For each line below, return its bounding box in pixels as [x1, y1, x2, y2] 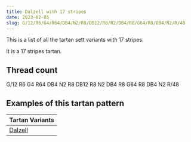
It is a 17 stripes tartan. [6, 48, 62, 55]
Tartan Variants [9, 116, 55, 124]
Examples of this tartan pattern [6, 98, 124, 108]
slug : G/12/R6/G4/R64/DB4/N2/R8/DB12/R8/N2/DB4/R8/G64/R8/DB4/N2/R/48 [6, 20, 186, 26]
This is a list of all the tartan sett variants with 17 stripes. [6, 36, 144, 44]
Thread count [6, 65, 58, 75]
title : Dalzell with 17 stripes [6, 8, 87, 15]
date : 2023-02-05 [6, 14, 50, 20]
